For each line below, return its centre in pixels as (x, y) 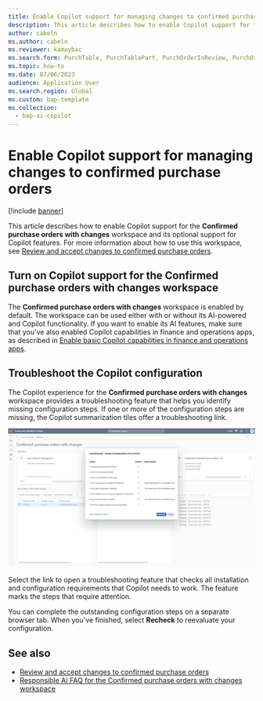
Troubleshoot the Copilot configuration (106, 373)
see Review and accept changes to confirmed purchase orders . (110, 251)
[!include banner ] (36, 211)
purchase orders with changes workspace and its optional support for (122, 235)
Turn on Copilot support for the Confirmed (113, 276)
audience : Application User (54, 82)
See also (29, 653)
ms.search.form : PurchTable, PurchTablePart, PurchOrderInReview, (119, 58)
